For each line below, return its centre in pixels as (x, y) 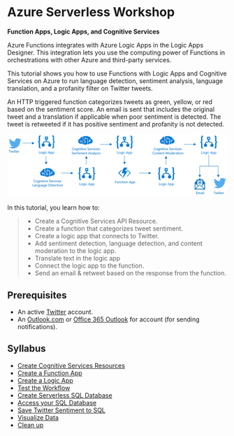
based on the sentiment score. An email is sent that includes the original (111, 109)
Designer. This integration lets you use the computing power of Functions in (116, 52)
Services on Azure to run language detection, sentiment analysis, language (115, 80)
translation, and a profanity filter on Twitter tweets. (80, 88)
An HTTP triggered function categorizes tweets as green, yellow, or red (110, 101)
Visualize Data (38, 417)
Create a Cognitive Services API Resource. (96, 221)
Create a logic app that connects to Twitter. (97, 236)
